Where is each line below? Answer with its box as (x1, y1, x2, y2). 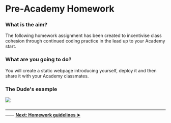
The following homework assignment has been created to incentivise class (5, 32, 162, 38)
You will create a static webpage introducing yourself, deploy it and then (5, 67, 157, 73)
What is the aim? (5, 21, 47, 28)
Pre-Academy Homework (5, 3, 115, 15)
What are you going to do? (5, 56, 72, 63)
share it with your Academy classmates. (5, 73, 89, 79)
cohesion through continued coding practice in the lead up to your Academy (5, 38, 165, 44)
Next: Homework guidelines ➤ (15, 112, 80, 118)
